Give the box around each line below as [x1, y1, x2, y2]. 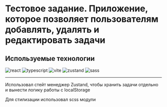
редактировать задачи [5, 35, 105, 46]
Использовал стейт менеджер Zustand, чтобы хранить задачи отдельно [5, 82, 159, 87]
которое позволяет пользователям [5, 13, 159, 25]
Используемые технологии [5, 54, 95, 62]
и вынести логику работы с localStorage [5, 87, 90, 93]
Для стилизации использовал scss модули [5, 97, 96, 102]
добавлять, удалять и [5, 24, 99, 35]
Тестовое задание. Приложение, [5, 3, 148, 14]
